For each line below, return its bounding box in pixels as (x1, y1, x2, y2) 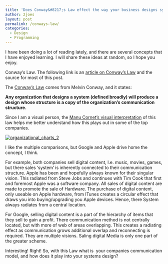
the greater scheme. (5, 238, 47, 244)
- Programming (9, 35, 39, 40)
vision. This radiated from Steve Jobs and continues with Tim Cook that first (5, 175, 162, 181)
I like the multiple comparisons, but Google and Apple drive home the (5, 144, 148, 150)
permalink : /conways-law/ (5, 21, 59, 26)
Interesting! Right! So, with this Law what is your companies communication (5, 247, 162, 253)
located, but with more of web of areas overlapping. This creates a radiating (5, 222, 161, 228)
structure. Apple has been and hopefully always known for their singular (5, 169, 154, 175)
